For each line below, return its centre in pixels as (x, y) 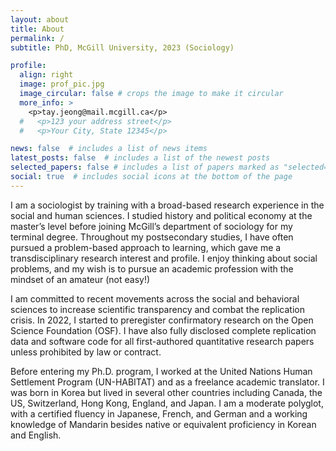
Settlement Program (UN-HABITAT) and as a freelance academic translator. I (167, 382)
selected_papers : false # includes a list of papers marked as (145, 167)
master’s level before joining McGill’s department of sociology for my (151, 226)
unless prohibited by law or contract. (86, 352)
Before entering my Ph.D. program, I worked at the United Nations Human (161, 371)
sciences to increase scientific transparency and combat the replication (157, 309)
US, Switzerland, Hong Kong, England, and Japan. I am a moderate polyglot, (167, 403)
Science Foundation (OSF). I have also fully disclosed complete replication (163, 330)
